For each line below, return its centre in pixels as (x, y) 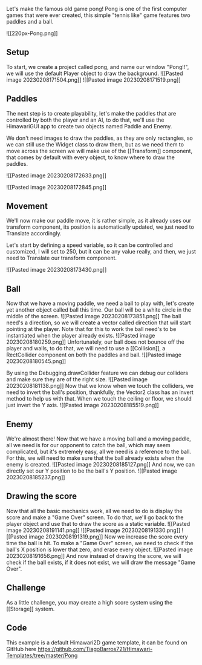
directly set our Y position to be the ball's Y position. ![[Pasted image (92, 471)
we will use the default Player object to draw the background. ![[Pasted (95, 73)
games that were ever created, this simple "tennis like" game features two (98, 15)
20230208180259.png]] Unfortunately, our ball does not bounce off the (95, 342)
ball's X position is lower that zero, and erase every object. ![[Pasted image (100, 549)
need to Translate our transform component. (61, 258)
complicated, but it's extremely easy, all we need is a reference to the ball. (99, 452)
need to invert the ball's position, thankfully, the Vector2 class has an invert (100, 392)
